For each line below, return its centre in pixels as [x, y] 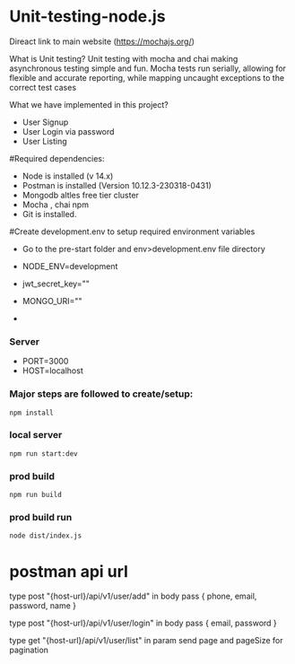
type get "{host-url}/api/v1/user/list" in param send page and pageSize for [146, 641]
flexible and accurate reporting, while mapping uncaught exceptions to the [147, 77]
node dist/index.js [46, 536]
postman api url [69, 571]
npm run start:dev [43, 454]
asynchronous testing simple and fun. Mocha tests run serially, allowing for [148, 68]
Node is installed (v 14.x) [68, 176]
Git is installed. [49, 214]
